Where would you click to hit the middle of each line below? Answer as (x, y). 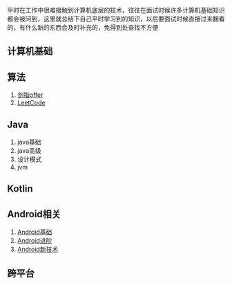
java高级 (29, 151)
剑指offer (30, 95)
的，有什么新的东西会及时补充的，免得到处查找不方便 (83, 27)
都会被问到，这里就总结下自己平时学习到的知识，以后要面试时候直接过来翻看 (116, 19)
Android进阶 (35, 241)
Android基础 (35, 232)
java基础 (29, 142)
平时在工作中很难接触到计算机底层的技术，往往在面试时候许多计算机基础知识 (116, 10)
